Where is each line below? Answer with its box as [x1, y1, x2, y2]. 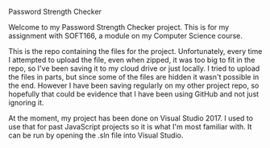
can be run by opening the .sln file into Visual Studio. [8, 130, 184, 140]
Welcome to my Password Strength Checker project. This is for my [8, 23, 230, 31]
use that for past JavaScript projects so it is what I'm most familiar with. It [8, 122, 252, 131]
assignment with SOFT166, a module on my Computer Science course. [8, 31, 243, 40]
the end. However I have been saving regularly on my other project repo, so [8, 80, 260, 90]
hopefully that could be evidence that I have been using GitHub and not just [8, 89, 260, 99]
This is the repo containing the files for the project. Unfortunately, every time [8, 47, 263, 55]
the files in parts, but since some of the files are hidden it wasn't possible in [8, 72, 260, 81]
